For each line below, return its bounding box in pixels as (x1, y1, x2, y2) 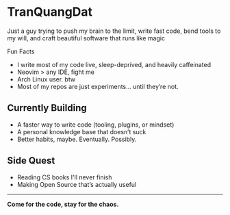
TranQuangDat (7, 4, 93, 20)
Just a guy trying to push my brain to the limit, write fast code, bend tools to (7, 27, 221, 35)
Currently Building (7, 102, 87, 114)
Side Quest (7, 155, 55, 166)
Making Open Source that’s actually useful (16, 180, 137, 188)
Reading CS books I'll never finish (16, 173, 112, 181)
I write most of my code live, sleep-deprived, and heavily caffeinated (16, 60, 211, 68)
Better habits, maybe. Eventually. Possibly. (16, 135, 137, 143)
